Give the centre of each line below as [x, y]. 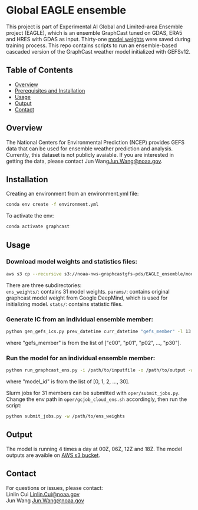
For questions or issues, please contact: [55, 488]
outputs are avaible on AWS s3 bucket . [53, 455]
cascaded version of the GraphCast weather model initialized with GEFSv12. [98, 51]
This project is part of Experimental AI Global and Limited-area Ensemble [95, 27]
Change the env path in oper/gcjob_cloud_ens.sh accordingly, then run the [97, 399]
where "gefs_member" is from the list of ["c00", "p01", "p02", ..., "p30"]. [94, 343]
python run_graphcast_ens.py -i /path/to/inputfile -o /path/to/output [96, 370]
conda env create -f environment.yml [52, 205]
